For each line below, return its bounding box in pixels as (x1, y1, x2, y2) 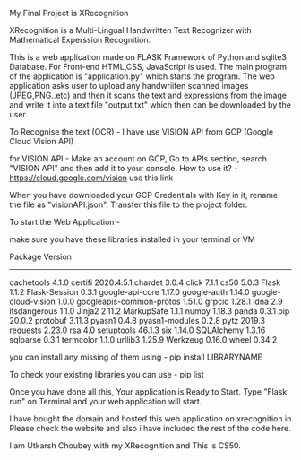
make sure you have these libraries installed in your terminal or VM (9, 234, 255, 245)
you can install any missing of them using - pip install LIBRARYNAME (9, 352, 262, 362)
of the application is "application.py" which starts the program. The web (9, 71, 275, 82)
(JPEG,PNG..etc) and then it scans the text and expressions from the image (9, 90, 287, 100)
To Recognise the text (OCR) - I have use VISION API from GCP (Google (9, 126, 274, 137)
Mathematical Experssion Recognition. (9, 35, 151, 45)
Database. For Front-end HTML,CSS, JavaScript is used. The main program (9, 62, 288, 72)
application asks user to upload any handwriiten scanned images (9, 81, 249, 91)
